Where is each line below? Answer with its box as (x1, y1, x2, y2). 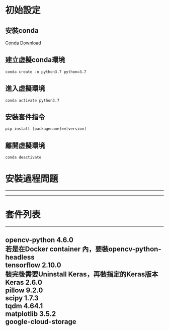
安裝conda (5, 26, 39, 35)
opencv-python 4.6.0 (5, 235, 74, 244)
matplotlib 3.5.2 (5, 309, 56, 318)
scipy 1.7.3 (5, 294, 39, 302)
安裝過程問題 (5, 173, 59, 185)
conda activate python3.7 (5, 98, 59, 103)
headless (5, 253, 35, 262)
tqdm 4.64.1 (5, 301, 43, 310)
